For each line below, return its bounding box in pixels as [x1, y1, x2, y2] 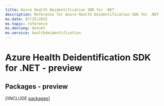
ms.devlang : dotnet [5, 26, 46, 31]
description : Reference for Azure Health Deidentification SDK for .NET [5, 12, 159, 17]
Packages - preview [5, 82, 68, 91]
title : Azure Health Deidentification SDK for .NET [5, 7, 114, 12]
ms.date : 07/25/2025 [5, 16, 48, 21]
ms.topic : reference [5, 21, 48, 26]
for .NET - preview [5, 63, 82, 74]
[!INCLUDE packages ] [5, 96, 50, 101]
